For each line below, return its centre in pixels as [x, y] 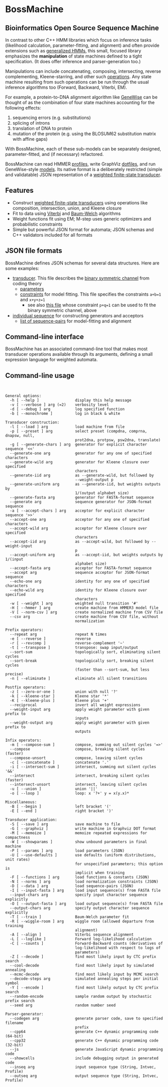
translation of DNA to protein [42, 128]
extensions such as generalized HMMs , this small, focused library [73, 51]
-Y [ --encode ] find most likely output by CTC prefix [84, 988]
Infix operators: [23, 740]
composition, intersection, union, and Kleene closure [67, 208]
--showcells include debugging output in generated [84, 1058]
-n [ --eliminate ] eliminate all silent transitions [78, 679]
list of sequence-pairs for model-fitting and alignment [76, 321]
